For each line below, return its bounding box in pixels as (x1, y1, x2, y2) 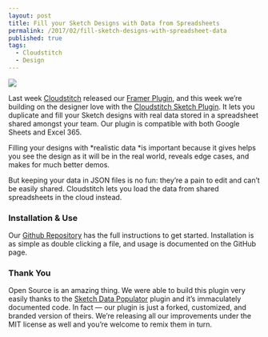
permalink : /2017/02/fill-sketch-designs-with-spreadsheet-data (8, 26, 227, 34)
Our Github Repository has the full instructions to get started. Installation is (8, 231, 254, 240)
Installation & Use (8, 212, 78, 223)
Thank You (8, 267, 51, 279)
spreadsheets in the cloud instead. (8, 192, 122, 202)
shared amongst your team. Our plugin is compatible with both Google (8, 118, 240, 128)
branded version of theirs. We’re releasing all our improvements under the (8, 311, 252, 321)
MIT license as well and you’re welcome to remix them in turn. (8, 319, 213, 329)
